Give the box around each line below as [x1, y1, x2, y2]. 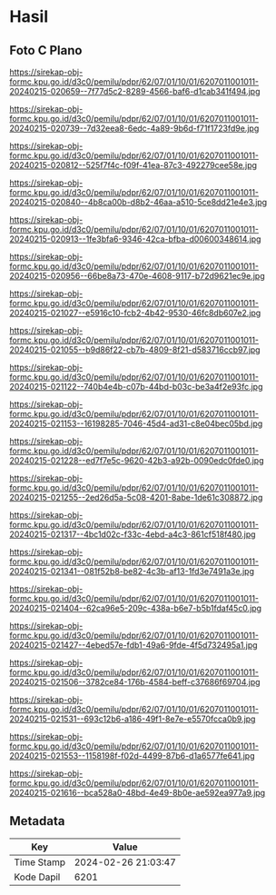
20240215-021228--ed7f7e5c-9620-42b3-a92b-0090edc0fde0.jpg [9, 455, 264, 465]
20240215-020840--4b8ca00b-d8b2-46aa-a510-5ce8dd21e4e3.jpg [9, 197, 268, 207]
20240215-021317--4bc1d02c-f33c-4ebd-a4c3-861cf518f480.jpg [9, 529, 256, 540]
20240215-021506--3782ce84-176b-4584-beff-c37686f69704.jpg [9, 677, 261, 687]
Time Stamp [14, 856, 66, 869]
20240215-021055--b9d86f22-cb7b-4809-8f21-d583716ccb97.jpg [9, 344, 261, 355]
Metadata [9, 813, 65, 829]
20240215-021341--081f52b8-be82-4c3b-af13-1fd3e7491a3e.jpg [9, 566, 255, 576]
